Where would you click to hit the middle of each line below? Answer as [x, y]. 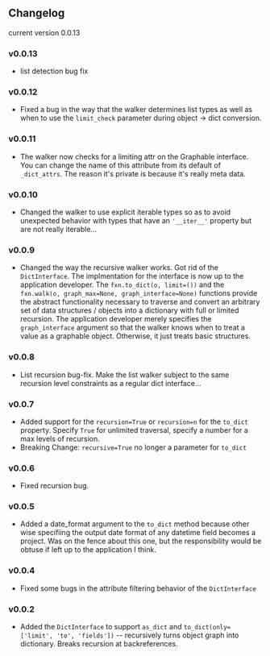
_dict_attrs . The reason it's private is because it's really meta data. [133, 173]
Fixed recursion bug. [54, 486]
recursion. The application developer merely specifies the [116, 319]
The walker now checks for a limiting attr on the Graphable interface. [134, 156]
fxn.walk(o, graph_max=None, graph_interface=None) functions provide [139, 293]
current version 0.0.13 [44, 32]
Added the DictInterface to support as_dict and [101, 627]
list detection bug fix [54, 71]
